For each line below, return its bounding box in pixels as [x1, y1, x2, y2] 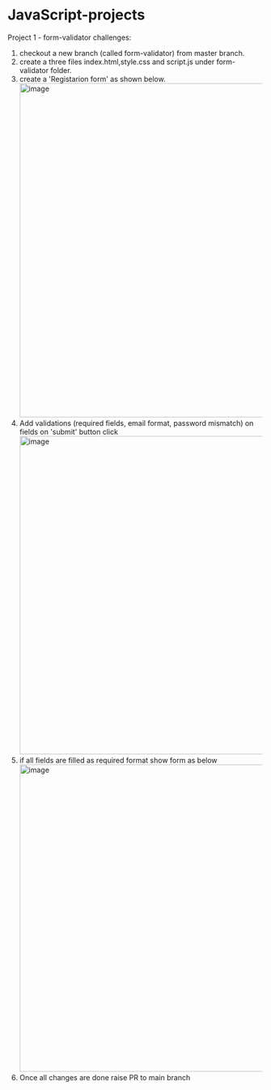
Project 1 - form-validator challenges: [7, 32, 132, 42]
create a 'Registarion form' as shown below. [19, 74, 167, 84]
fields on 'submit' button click [19, 427, 119, 436]
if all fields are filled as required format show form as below [19, 755, 218, 765]
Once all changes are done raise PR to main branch [19, 1072, 191, 1082]
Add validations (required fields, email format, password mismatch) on [19, 418, 254, 427]
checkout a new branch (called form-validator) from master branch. [19, 48, 245, 58]
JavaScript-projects [7, 6, 146, 24]
